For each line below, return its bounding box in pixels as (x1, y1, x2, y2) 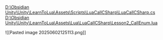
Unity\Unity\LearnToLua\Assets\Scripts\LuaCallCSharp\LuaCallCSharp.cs (5, 9, 156, 15)
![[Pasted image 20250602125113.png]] (5, 30, 86, 35)
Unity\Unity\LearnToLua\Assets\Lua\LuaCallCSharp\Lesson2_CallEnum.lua (5, 20, 158, 26)
